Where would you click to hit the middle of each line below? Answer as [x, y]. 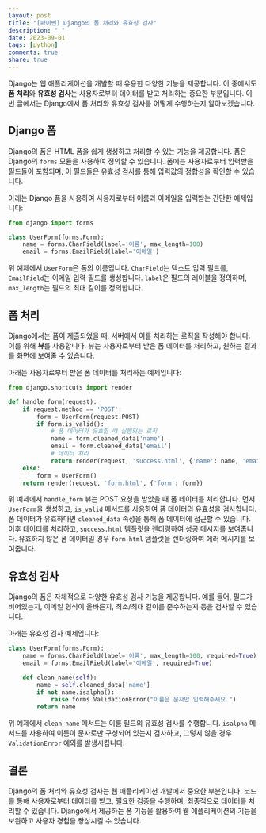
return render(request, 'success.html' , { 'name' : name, [144, 461]
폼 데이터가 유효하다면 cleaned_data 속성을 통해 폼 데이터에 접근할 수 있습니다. [129, 519]
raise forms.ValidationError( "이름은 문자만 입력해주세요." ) [143, 700]
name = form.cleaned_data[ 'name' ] [107, 439]
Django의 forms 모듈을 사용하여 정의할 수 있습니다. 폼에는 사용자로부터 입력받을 [131, 161]
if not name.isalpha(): [76, 692]
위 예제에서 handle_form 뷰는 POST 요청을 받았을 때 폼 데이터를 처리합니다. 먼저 [132, 499]
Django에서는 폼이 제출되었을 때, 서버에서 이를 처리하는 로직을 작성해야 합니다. [129, 336]
